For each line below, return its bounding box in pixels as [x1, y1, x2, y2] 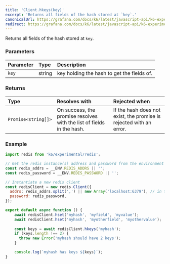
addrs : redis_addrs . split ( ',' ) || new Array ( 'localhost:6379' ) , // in [10, 189, 162, 194]
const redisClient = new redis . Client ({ [5, 184, 92, 190]
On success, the [57, 106, 96, 113]
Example [5, 140, 27, 147]
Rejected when [113, 98, 150, 105]
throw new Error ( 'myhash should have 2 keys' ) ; [18, 236, 121, 241]
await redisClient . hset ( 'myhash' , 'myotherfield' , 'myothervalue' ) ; [14, 217, 162, 222]
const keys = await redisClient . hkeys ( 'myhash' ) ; [14, 226, 121, 232]
